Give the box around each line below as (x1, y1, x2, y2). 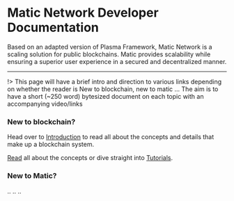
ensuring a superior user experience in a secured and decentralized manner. (7, 57, 227, 65)
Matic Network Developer (7, 5, 159, 21)
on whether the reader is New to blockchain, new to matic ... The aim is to (7, 85, 219, 93)
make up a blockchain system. (7, 140, 95, 149)
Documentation (7, 19, 100, 35)
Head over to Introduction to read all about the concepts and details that (7, 133, 214, 141)
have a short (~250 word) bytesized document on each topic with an (7, 92, 204, 100)
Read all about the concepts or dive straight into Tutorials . (7, 154, 173, 162)
